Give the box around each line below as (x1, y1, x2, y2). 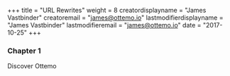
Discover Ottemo (7, 62, 57, 70)
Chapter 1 (7, 46, 41, 56)
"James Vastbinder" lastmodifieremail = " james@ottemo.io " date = (7, 21, 202, 29)
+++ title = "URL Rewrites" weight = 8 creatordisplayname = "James (7, 6, 207, 14)
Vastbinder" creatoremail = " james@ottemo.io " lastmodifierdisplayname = (7, 13, 224, 22)
